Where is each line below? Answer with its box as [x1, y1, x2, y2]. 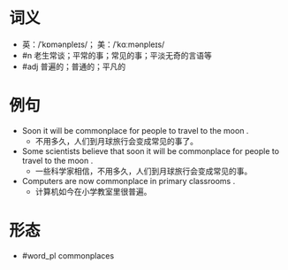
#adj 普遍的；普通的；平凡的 [21, 61, 126, 72]
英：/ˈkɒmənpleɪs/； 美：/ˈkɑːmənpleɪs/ [21, 39, 165, 50]
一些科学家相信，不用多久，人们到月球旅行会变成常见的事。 [34, 166, 253, 176]
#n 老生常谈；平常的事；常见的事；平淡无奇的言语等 [21, 50, 212, 60]
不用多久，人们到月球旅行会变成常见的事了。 [34, 135, 199, 146]
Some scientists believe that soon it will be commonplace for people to [21, 145, 280, 156]
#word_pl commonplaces [21, 250, 115, 261]
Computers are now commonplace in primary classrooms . [21, 175, 236, 186]
